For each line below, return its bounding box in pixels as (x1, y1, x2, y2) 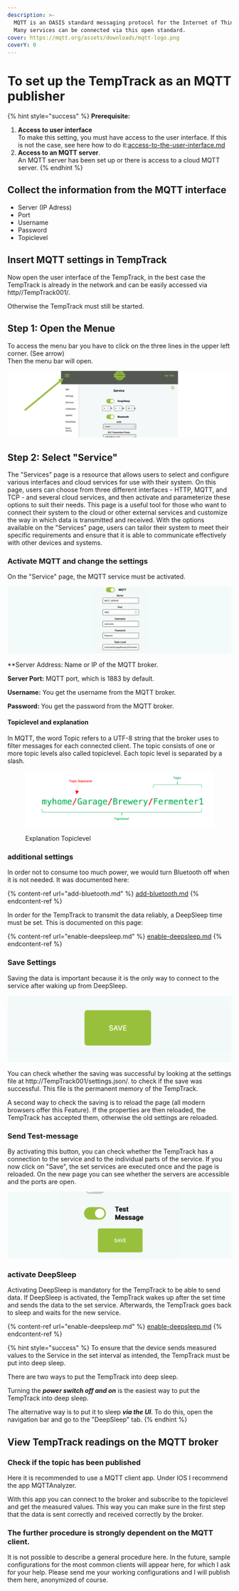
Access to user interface (17, 125, 92, 135)
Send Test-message (7, 1131, 79, 1141)
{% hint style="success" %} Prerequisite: (7, 112, 130, 120)
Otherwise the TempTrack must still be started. (7, 301, 144, 310)
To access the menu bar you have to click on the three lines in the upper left (7, 341, 230, 350)
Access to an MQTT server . (17, 148, 101, 157)
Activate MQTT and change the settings (7, 556, 148, 566)
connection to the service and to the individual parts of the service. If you (7, 1155, 223, 1164)
